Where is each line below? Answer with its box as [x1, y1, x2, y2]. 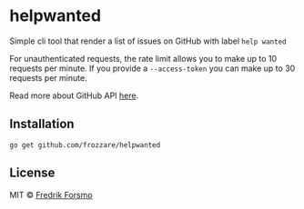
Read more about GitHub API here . [9, 90, 139, 101]
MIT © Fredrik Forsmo [9, 189, 93, 200]
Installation [9, 116, 75, 132]
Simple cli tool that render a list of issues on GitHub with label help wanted [9, 35, 287, 46]
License [9, 165, 56, 181]
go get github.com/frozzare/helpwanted [9, 140, 161, 150]
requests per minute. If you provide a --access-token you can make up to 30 [9, 63, 296, 74]
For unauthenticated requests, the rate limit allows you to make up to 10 [9, 53, 278, 64]
